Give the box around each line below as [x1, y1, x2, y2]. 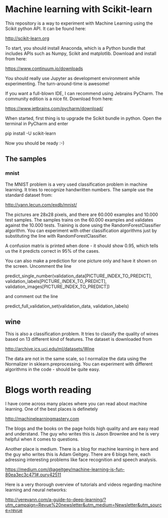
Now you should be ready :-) [5, 140, 65, 146]
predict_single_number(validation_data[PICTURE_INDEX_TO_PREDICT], [5, 273, 152, 279]
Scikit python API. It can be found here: [5, 25, 86, 31]
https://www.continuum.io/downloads [5, 65, 83, 71]
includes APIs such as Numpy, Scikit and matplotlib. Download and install [5, 50, 156, 56]
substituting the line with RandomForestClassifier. [5, 233, 108, 239]
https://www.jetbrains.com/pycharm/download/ [5, 105, 104, 111]
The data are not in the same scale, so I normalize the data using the [5, 356, 147, 362]
